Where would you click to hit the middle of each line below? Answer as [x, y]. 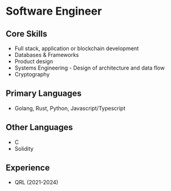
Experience [28, 168]
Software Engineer [54, 11]
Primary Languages [44, 94]
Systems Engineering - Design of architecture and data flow [89, 68]
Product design [33, 61]
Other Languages [40, 127]
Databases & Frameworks [47, 55]
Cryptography [32, 74]
